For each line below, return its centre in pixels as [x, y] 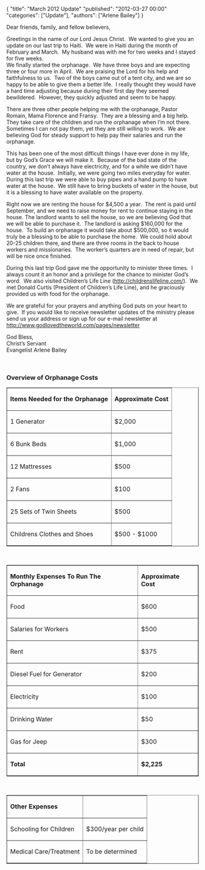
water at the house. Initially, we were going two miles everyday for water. [99, 173]
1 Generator [27, 422]
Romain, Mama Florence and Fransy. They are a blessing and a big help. [98, 116]
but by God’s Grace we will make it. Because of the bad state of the [92, 160]
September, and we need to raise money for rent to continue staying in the [100, 211]
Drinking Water [31, 719]
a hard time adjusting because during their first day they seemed [88, 91]
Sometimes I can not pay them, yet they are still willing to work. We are [96, 129]
